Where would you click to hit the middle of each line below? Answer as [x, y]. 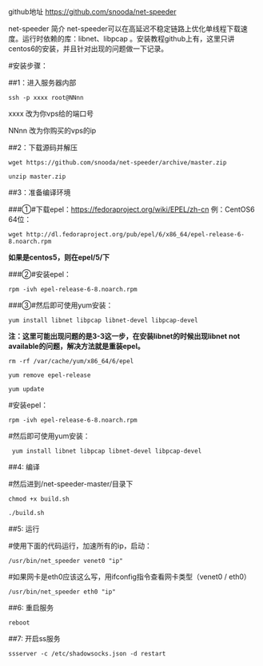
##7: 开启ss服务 [34, 638]
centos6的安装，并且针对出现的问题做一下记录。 [88, 49]
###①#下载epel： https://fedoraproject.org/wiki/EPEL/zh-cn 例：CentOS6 [131, 209]
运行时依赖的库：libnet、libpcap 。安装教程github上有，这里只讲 [128, 39]
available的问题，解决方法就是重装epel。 [77, 346]
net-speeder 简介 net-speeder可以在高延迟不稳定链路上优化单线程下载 [125, 29]
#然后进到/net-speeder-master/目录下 [71, 484]
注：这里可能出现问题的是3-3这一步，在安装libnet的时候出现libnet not [124, 336]
